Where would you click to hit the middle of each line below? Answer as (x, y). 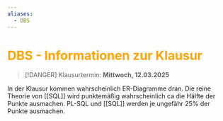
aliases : (20, 14)
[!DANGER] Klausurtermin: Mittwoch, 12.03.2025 (97, 75)
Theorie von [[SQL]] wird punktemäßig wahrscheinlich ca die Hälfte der (111, 96)
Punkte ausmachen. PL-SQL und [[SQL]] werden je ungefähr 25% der (109, 104)
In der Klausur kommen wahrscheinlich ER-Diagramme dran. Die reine (109, 88)
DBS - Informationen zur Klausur (105, 56)
